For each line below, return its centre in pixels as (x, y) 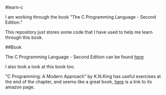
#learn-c (14, 7)
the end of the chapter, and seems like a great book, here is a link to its (79, 82)
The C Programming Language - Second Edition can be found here (75, 57)
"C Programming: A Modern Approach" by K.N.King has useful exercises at (83, 76)
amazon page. (20, 87)
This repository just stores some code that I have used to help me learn (79, 32)
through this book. (24, 37)
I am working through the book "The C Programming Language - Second (81, 17)
